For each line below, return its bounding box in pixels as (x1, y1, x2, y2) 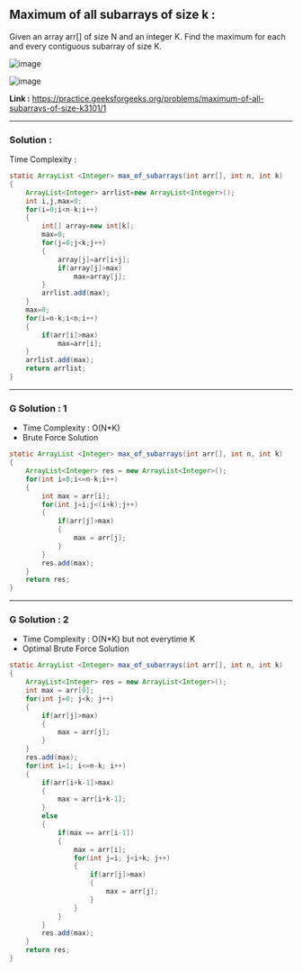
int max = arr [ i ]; (41, 491, 111, 501)
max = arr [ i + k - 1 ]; (57, 794, 127, 804)
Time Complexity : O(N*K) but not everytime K (22, 634, 196, 645)
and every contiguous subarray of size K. (9, 41, 162, 51)
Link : (9, 93, 31, 104)
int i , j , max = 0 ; (25, 196, 83, 205)
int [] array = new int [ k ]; (41, 222, 135, 231)
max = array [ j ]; (73, 272, 127, 281)
